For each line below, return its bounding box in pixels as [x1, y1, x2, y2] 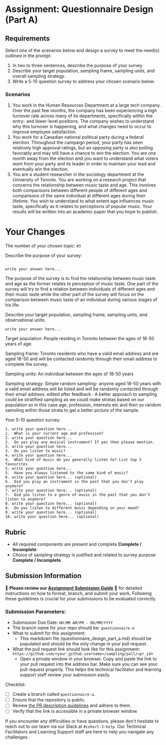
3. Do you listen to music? [5, 448, 66, 454]
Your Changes [5, 226, 65, 237]
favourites [5, 462, 28, 467]
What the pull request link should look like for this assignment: [12, 646, 141, 652]
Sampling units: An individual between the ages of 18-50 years [5, 371, 134, 377]
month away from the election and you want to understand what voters [12, 155, 159, 161]
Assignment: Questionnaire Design [5, 4, 154, 15]
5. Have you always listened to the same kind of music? [5, 470, 128, 475]
